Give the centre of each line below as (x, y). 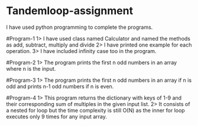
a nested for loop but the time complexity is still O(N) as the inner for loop (95, 110)
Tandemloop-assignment (70, 11)
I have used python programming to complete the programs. (79, 27)
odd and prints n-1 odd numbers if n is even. (60, 86)
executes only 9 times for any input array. (57, 117)
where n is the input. (31, 68)
